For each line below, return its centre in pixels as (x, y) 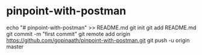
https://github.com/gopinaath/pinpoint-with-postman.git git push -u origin (98, 40)
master (15, 47)
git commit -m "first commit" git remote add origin (68, 33)
